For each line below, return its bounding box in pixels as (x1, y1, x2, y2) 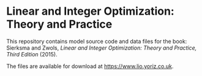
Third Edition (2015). (6, 50, 58, 58)
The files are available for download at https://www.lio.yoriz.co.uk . (6, 63, 174, 70)
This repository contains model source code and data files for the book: (6, 37, 187, 45)
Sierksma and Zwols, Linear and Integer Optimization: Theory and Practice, (6, 44, 197, 51)
